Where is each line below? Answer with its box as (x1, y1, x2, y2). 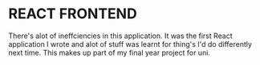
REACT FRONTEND (8, 5, 138, 23)
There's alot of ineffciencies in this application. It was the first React (8, 31, 233, 40)
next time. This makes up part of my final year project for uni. (8, 48, 211, 57)
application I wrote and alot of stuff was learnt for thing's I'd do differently (8, 39, 253, 48)
